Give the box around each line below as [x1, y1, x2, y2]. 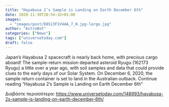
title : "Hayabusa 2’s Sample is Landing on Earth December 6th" [5, 7, 143, 13]
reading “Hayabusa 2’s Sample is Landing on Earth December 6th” [5, 81, 143, 87]
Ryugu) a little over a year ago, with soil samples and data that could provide [5, 65, 164, 71]
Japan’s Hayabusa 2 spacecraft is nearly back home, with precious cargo [5, 54, 158, 60]
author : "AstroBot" [5, 26, 46, 31]
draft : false [5, 40, 33, 45]
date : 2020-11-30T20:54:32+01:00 [5, 12, 76, 17]
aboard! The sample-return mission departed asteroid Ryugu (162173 [5, 59, 149, 66]
